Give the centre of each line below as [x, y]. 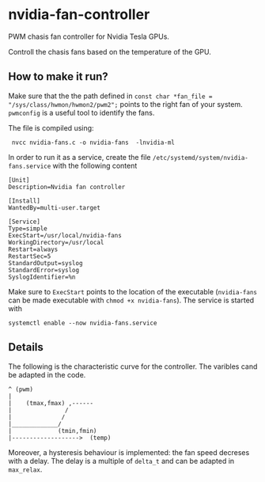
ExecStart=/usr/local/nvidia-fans [65, 235]
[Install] [25, 201]
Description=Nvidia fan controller [67, 187]
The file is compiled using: [51, 127]
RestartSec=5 [30, 256]
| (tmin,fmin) [53, 431]
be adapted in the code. [47, 374]
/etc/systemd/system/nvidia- [201, 158]
